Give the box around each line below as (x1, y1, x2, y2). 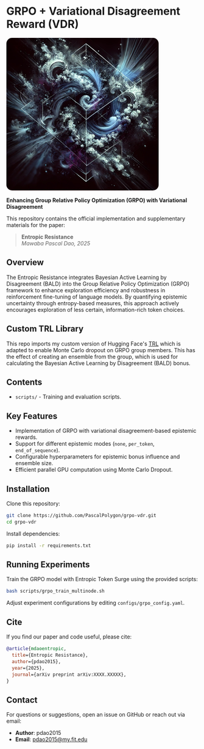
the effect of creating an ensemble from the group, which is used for (6, 353, 178, 360)
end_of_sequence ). (15, 447, 60, 454)
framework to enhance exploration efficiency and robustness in (6, 286, 166, 294)
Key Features (6, 411, 58, 421)
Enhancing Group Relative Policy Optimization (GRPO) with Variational (6, 197, 188, 204)
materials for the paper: (6, 221, 66, 228)
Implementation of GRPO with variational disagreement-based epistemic (15, 427, 197, 435)
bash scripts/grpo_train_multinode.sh (6, 588, 105, 595)
